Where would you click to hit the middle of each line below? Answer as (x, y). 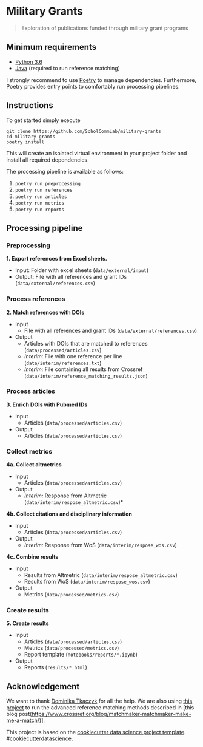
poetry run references (44, 190)
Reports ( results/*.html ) (56, 667)
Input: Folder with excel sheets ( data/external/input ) (82, 270)
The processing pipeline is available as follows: (65, 171)
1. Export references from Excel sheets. (57, 259)
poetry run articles (41, 196)
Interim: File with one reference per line (73, 356)
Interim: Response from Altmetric (65, 496)
